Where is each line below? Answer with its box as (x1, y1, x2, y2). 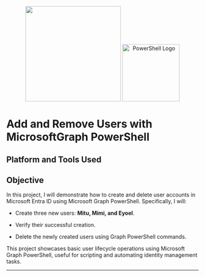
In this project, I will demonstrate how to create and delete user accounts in (6, 191, 196, 198)
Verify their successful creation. (15, 221, 96, 229)
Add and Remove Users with (6, 117, 153, 131)
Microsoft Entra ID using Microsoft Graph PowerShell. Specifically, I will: (6, 198, 187, 205)
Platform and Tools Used (6, 154, 102, 165)
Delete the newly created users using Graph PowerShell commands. (15, 233, 187, 240)
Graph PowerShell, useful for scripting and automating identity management (6, 251, 198, 259)
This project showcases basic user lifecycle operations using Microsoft (6, 245, 185, 253)
